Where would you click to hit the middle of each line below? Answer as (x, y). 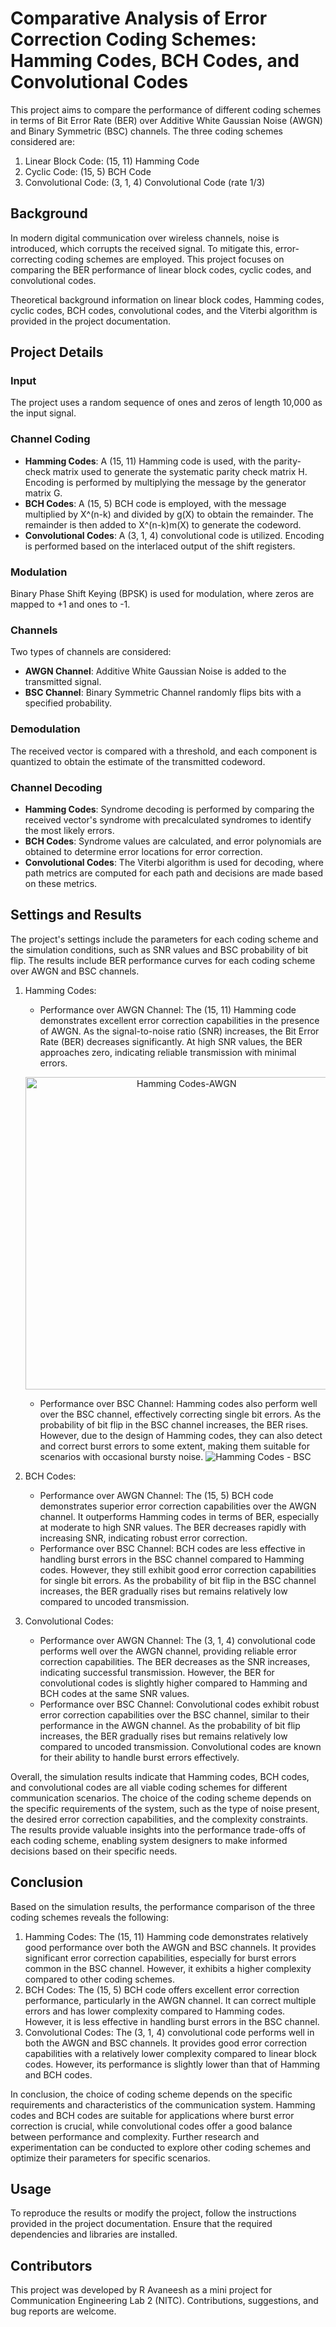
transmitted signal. (63, 682)
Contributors (51, 2265)
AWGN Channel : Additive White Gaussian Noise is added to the (155, 671)
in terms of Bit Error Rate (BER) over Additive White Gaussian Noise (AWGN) (166, 120)
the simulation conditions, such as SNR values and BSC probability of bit (159, 949)
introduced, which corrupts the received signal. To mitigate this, (141, 248)
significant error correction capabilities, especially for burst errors (160, 1958)
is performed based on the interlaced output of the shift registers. (160, 546)
